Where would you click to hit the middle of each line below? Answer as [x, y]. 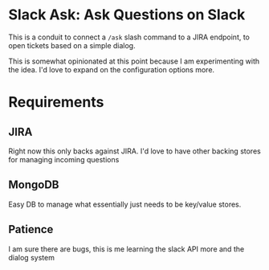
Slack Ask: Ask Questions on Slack [127, 15]
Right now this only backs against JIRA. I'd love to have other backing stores [134, 151]
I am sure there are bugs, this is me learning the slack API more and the [126, 249]
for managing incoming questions [64, 159]
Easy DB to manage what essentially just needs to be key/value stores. [125, 204]
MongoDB [34, 185]
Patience [31, 229]
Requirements [56, 102]
